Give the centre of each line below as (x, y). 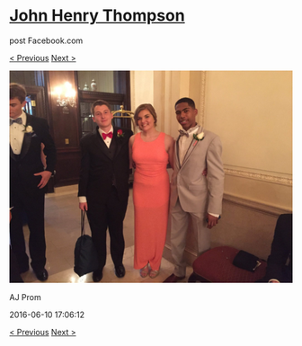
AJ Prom (26, 297)
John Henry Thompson (98, 16)
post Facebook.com (46, 40)
